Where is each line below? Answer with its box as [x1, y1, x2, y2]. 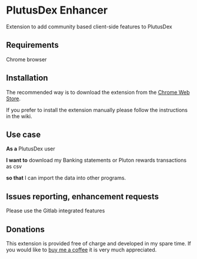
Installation [6, 73, 48, 83]
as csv [6, 163, 22, 170]
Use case [6, 129, 41, 139]
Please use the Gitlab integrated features [6, 207, 105, 214]
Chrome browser [6, 55, 47, 63]
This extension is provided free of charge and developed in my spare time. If [6, 240, 191, 247]
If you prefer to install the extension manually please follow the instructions [6, 106, 188, 113]
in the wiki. [6, 113, 32, 120]
